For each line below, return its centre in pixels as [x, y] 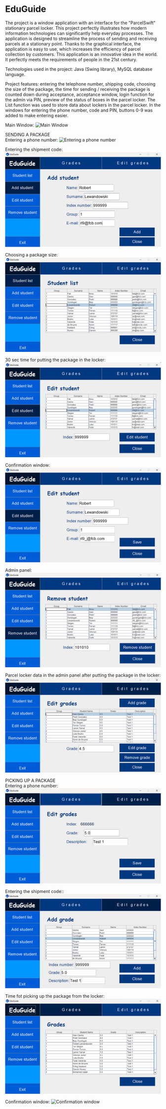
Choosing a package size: [31, 255]
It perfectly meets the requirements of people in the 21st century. [71, 59]
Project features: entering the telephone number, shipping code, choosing [80, 84]
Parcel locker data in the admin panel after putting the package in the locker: [83, 675]
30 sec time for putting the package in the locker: [55, 360]
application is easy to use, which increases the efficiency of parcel [73, 49]
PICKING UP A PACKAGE [30, 781]
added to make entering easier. [37, 115]
